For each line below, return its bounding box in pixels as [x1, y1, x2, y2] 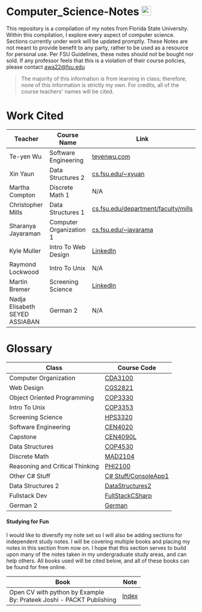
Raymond [9, 260, 36, 269]
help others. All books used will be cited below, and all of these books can [6, 557, 189, 564]
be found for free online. [6, 564, 67, 571]
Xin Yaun [9, 170, 35, 178]
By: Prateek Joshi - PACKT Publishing [9, 596, 117, 604]
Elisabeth [9, 302, 35, 311]
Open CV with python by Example [9, 588, 104, 596]
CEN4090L [105, 432, 137, 441]
